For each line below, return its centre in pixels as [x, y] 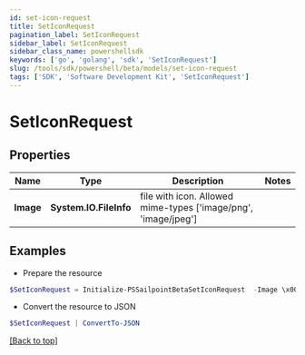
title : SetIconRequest [52, 26]
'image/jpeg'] [169, 219]
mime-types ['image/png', [197, 207]
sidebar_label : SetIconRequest [69, 43]
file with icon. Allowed [187, 196]
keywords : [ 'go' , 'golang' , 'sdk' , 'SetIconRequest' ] [113, 60]
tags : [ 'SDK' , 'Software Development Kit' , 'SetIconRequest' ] [129, 77]
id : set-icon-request [50, 18]
